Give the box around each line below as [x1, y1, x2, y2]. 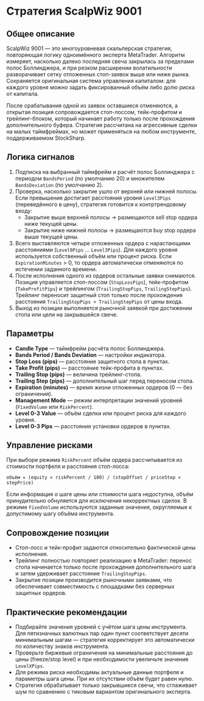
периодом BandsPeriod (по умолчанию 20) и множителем [15, 174, 165, 182]
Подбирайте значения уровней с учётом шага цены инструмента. [15, 624, 188, 631]
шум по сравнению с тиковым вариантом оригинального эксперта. [15, 688, 192, 696]
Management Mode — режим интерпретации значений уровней [15, 397, 183, 404]
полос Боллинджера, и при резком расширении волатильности [6, 64, 172, 71]
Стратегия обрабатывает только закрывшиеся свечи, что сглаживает [15, 681, 197, 689]
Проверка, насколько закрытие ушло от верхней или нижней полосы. [15, 187, 198, 195]
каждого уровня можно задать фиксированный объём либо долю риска [6, 84, 195, 91]
